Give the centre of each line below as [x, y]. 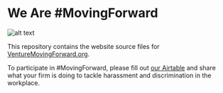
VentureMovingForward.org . [49, 54]
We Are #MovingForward [83, 13]
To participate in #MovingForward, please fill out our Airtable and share [112, 67]
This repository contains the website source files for [83, 46]
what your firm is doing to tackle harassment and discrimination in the [109, 75]
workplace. [24, 82]
